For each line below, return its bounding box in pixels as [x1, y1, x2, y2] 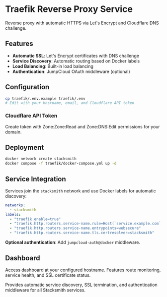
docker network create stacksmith [5, 156, 77, 162]
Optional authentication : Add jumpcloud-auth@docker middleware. [5, 239, 141, 245]
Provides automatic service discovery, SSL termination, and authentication [5, 282, 158, 288]
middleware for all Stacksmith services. [5, 287, 86, 293]
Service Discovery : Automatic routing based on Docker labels [12, 58, 140, 64]
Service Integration [5, 175, 66, 183]
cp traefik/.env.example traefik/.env [5, 96, 85, 101]
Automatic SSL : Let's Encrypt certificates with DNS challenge [12, 53, 139, 59]
